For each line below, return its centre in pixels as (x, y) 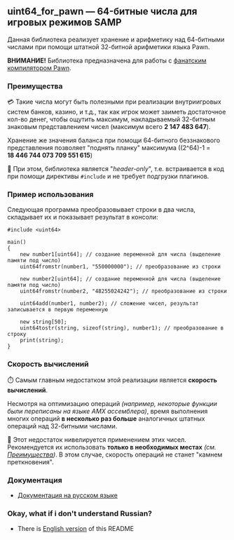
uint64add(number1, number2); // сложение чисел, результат (109, 304)
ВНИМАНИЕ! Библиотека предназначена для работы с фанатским (107, 60)
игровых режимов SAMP (64, 23)
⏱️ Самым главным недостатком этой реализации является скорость (112, 380)
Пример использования (50, 194)
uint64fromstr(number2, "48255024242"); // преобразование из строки (124, 291)
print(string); (42, 340)
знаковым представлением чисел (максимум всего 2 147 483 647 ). (109, 127)
